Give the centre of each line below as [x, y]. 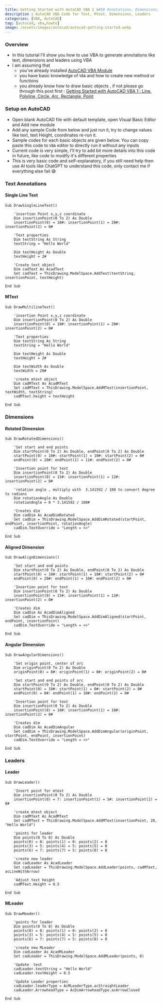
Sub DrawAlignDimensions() [32, 558]
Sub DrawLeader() [23, 782]
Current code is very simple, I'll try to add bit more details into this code [83, 150]
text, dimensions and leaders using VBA [52, 60]
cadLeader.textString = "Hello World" [53, 969]
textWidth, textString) [29, 392]
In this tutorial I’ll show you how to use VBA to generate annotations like [83, 55]
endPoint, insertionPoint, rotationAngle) [49, 524]
